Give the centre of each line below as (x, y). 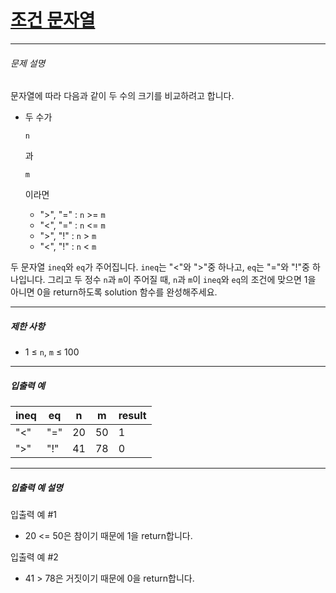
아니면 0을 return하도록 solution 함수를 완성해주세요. (114, 292)
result (132, 416)
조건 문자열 (53, 20)
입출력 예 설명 (36, 487)
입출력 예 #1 (33, 515)
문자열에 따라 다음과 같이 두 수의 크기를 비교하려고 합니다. (122, 96)
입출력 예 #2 (34, 557)
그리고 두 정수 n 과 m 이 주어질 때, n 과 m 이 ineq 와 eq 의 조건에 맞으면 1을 (182, 280)
